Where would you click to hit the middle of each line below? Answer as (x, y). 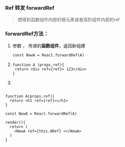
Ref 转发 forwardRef (30, 7)
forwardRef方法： (27, 34)
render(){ (15, 122)
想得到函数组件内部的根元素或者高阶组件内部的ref (68, 20)
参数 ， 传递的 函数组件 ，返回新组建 (49, 45)
